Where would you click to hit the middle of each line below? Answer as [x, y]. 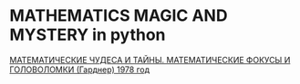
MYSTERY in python [88, 35]
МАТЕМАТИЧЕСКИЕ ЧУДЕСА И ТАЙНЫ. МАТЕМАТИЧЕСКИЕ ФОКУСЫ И [150, 60]
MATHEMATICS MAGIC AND [119, 16]
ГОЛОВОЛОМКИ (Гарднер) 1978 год [80, 70]
